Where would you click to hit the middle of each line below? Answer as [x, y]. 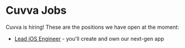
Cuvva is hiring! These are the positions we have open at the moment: [92, 27]
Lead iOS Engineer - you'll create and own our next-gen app [89, 38]
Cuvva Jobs [36, 10]
